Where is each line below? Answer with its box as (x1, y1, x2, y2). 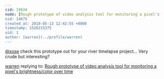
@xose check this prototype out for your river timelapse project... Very (5, 48, 148, 54)
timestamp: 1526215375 (5, 26, 52, 31)
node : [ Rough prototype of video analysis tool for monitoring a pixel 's (5, 12, 160, 17)
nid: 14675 (5, 16, 28, 21)
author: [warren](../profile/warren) (5, 35, 83, 40)
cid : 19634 (5, 7, 28, 12)
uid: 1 (5, 30, 19, 35)
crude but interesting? (5, 53, 50, 59)
